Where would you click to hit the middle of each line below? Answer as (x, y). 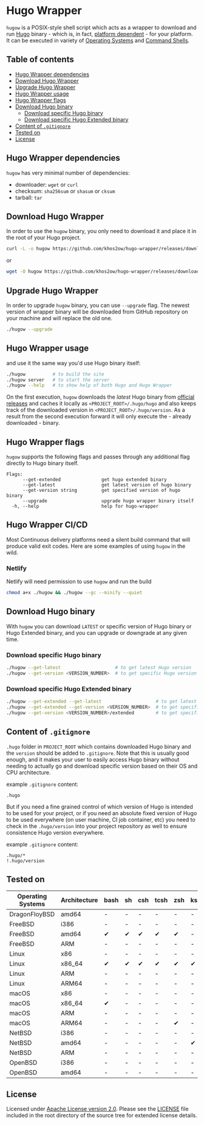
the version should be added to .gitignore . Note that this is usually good (98, 753)
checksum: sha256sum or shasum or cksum (65, 191)
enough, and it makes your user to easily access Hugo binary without (93, 759)
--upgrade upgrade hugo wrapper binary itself (108, 501)
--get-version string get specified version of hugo (101, 491)
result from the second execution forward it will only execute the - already (99, 416)
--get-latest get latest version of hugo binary (107, 485)
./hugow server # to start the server (58, 380)
